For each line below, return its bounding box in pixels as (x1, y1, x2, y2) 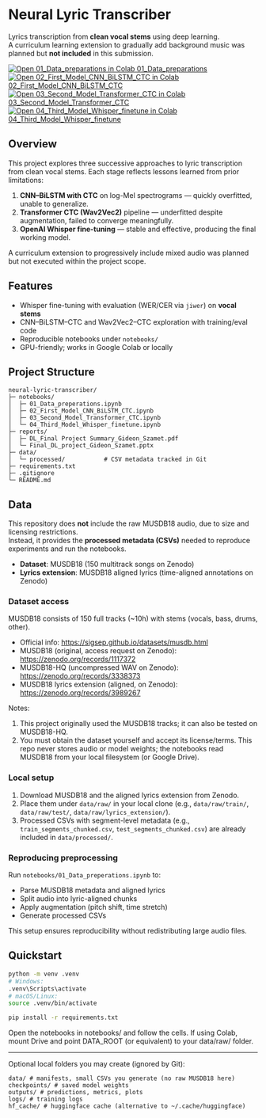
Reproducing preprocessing (8, 852, 119, 863)
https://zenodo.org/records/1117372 (19, 655, 136, 664)
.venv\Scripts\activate (8, 984, 87, 993)
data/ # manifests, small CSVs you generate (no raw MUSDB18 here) (8, 1074, 236, 1082)
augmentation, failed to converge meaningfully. (19, 215, 174, 225)
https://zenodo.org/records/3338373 (19, 671, 141, 681)
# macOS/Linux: (8, 992, 59, 1000)
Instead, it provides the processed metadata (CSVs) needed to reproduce (8, 536, 251, 546)
